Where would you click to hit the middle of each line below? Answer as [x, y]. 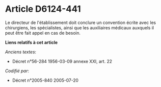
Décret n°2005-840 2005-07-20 [45, 80]
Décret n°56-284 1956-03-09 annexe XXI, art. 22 [62, 61]
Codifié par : [17, 71]
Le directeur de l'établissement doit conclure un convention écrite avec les [80, 22]
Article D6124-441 [43, 9]
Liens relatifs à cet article [31, 42]
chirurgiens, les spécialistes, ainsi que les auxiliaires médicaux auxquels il [80, 27]
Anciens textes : [21, 52]
